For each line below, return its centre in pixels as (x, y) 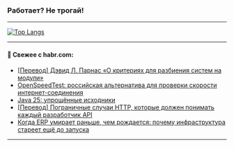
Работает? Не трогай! (46, 10)
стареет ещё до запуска (53, 129)
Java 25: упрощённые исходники (67, 100)
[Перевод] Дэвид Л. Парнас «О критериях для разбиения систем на (119, 70)
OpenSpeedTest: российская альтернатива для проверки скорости (117, 85)
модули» (30, 77)
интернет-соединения (50, 92)
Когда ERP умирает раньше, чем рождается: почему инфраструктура (122, 122)
